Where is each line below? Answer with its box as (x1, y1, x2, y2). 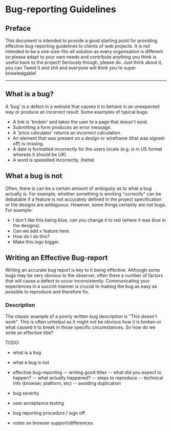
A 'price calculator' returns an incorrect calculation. (12, 130, 122, 136)
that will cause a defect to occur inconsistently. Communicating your (5, 278, 150, 284)
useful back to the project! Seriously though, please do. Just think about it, (5, 59, 163, 65)
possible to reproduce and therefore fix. (5, 289, 90, 295)
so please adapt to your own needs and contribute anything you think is (5, 54, 157, 60)
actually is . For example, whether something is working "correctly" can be (5, 190, 161, 197)
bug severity (12, 390, 39, 396)
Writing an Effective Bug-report (5, 253, 108, 262)
